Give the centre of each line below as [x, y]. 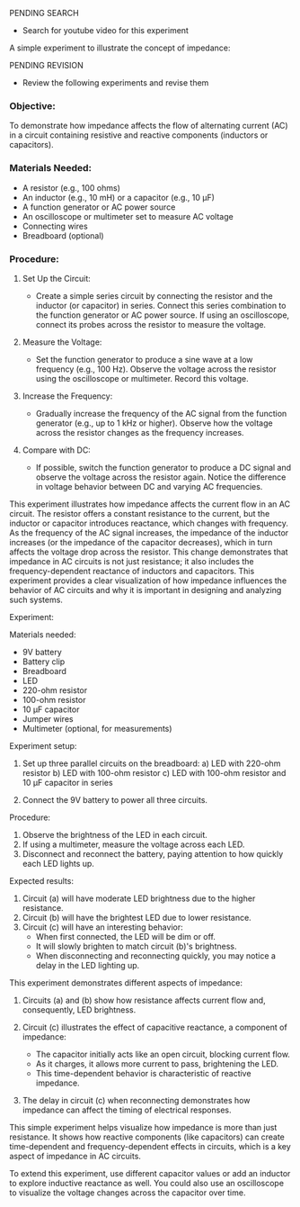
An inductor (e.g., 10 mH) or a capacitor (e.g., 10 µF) [119, 197]
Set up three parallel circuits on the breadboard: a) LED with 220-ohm [151, 763]
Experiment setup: [43, 745]
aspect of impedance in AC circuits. [75, 1156]
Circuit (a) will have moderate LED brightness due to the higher [139, 898]
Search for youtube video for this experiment [105, 30]
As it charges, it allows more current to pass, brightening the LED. [157, 1063]
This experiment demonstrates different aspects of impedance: [126, 982]
